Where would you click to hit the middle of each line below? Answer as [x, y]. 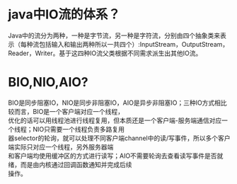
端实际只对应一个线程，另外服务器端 [61, 146]
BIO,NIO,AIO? [48, 82]
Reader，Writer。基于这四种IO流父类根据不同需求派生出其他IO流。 [105, 53]
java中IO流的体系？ [64, 15]
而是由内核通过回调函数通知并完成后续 [76, 164]
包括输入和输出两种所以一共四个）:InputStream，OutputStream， [134, 44]
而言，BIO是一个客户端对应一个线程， [69, 111]
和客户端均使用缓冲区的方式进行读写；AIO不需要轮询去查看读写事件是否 [113, 156]
